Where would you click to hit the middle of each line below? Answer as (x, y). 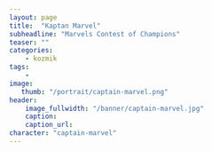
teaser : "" (29, 42)
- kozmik (41, 59)
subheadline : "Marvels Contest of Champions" (94, 34)
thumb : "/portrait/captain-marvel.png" (94, 91)
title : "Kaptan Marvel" (55, 26)
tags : (19, 68)
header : (24, 100)
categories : (31, 51)
